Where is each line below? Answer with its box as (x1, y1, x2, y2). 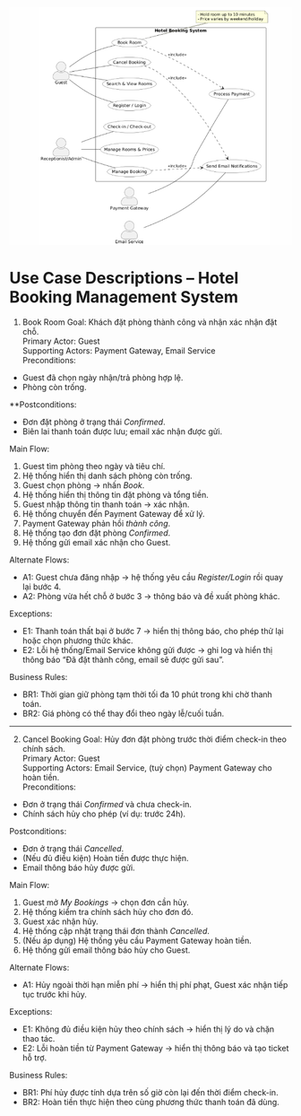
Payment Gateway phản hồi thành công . (21, 518, 171, 528)
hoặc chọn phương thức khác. (21, 635, 133, 646)
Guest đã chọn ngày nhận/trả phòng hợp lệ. (21, 371, 184, 383)
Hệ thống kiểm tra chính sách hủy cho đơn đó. (21, 906, 194, 917)
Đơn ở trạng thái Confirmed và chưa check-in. (21, 798, 193, 809)
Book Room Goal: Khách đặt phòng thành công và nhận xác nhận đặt (21, 317, 278, 327)
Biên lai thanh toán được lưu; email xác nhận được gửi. (21, 425, 222, 437)
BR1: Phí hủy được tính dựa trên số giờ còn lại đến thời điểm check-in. (21, 1086, 279, 1097)
